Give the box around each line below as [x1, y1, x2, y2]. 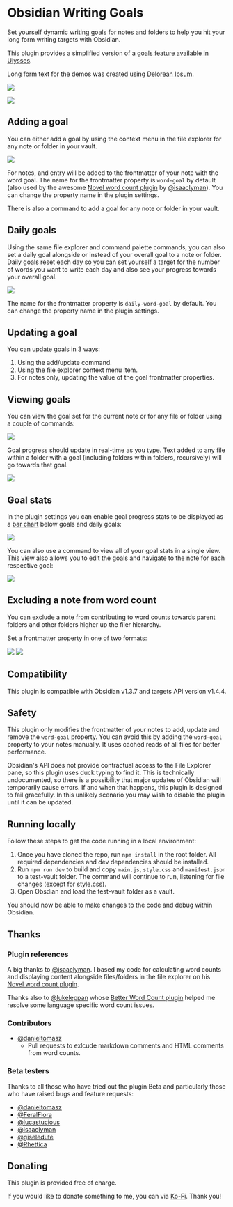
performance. [7, 747, 47, 756]
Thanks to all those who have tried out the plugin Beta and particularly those [7, 1082, 226, 1091]
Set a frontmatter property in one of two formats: [7, 634, 147, 642]
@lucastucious [17, 1118, 61, 1126]
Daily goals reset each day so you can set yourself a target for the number [7, 258, 220, 266]
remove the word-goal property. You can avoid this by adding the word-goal [7, 733, 223, 741]
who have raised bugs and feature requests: [7, 1089, 134, 1098]
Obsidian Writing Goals [7, 5, 144, 21]
